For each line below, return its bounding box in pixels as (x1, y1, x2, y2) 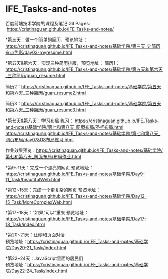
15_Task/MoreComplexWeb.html (5, 198, 72, 205)
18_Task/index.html (5, 221, 45, 227)
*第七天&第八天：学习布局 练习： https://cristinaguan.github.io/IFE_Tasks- (5, 117, 159, 124)
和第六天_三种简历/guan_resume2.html (5, 90, 86, 96)
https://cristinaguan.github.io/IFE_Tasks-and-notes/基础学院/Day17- (5, 216, 147, 222)
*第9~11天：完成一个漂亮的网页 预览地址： (5, 164, 94, 170)
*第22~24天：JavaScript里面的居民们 (5, 255, 83, 261)
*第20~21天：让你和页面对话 (5, 231, 65, 238)
